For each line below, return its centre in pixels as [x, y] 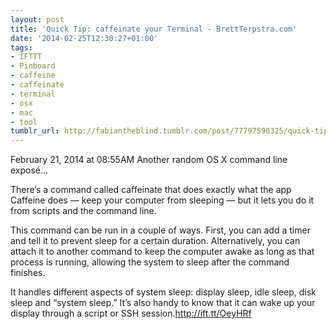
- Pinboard [33, 66]
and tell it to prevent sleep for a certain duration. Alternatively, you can [155, 241]
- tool [24, 122]
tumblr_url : [35, 131]
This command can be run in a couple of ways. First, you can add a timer [160, 230]
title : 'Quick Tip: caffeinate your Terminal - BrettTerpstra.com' [154, 29]
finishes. [28, 273]
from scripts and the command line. [83, 211]
